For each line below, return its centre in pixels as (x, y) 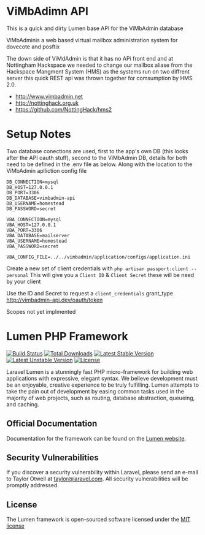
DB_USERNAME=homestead (35, 203)
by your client (24, 281)
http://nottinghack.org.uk (47, 103)
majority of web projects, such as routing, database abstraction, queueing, (101, 398)
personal (17, 275)
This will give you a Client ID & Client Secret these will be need (112, 275)
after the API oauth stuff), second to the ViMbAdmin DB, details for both (97, 157)
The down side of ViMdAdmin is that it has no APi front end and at (90, 58)
